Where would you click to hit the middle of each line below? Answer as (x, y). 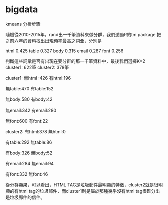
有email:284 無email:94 (30, 163)
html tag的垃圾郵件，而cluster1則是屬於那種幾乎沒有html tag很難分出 (89, 191)
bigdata (22, 9)
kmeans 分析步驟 (23, 24)
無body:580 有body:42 (29, 99)
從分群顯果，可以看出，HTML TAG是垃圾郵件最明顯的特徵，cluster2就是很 (82, 185)
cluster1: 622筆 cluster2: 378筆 (37, 67)
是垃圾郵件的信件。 (25, 197)
